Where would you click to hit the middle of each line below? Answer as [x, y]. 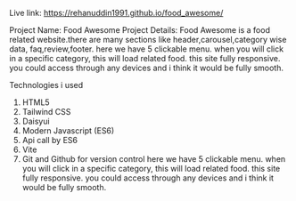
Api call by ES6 [50, 140]
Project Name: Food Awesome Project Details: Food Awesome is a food [140, 30]
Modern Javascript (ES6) [68, 131]
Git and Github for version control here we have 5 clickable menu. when [154, 159]
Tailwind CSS [46, 112]
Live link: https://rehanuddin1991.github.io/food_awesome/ [116, 13]
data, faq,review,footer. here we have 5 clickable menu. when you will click [146, 49]
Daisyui [36, 121]
